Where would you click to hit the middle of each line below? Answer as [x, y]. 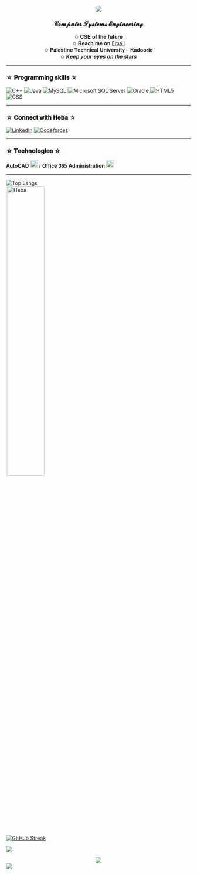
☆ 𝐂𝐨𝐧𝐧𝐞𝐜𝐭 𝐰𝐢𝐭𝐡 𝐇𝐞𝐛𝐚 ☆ [41, 117]
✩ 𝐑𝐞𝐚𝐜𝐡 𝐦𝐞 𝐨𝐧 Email [98, 43]
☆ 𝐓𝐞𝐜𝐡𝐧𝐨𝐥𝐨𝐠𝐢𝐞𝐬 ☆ [33, 151]
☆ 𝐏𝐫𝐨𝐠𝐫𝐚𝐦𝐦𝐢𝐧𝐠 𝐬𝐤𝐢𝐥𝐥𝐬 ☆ [42, 77]
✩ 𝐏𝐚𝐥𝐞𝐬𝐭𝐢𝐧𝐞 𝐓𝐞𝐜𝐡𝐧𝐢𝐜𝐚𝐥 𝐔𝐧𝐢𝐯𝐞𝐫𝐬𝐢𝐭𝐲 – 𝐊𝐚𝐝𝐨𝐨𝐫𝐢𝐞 [98, 50]
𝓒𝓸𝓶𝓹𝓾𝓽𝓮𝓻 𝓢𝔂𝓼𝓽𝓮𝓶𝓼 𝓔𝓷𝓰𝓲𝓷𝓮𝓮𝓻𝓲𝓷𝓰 [98, 24]
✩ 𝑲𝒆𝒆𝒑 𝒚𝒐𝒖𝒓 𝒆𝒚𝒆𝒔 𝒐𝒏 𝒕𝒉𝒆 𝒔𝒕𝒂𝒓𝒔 [98, 57]
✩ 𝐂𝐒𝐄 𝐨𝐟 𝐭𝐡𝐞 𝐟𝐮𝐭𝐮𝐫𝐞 [98, 37]
